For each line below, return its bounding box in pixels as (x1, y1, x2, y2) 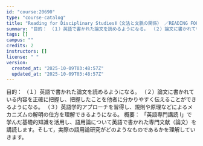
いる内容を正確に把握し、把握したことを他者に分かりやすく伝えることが (6, 96, 186, 103)
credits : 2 (6, 43, 34, 49)
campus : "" (6, 37, 34, 43)
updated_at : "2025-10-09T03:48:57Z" (11, 71, 104, 77)
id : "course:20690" (6, 8, 56, 15)
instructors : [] (6, 48, 47, 55)
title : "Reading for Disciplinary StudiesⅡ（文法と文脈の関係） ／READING (6, 20, 188, 26)
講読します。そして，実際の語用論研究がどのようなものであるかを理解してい (6, 126, 196, 133)
